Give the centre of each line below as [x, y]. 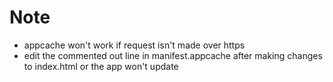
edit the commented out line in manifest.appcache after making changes [173, 55]
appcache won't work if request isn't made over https [134, 45]
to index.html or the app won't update [101, 66]
